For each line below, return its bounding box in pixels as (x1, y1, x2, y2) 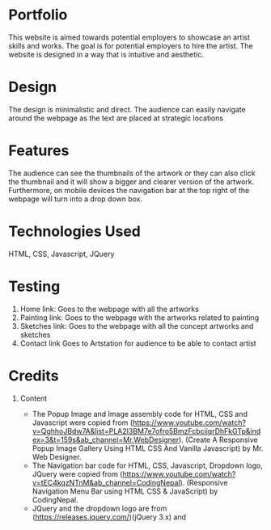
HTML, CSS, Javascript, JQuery (8, 249, 115, 259)
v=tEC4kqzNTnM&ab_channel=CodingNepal (32, 477, 180, 487)
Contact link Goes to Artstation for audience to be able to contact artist (19, 338, 256, 348)
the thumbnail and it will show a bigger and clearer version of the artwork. (8, 176, 255, 187)
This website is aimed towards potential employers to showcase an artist (8, 32, 251, 42)
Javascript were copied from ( (32, 418, 133, 427)
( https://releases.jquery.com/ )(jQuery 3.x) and (32, 511, 187, 522)
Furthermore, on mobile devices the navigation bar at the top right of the (8, 185, 250, 195)
